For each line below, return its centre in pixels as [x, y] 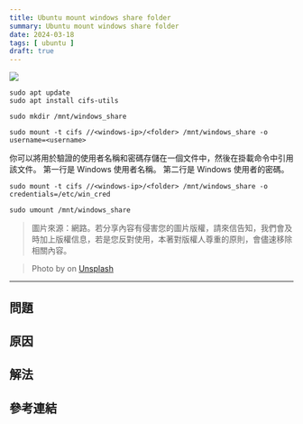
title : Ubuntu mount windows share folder [90, 18]
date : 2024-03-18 [42, 34]
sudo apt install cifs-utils [64, 101]
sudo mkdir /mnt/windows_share [68, 117]
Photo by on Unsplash [73, 269]
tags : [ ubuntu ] [42, 43]
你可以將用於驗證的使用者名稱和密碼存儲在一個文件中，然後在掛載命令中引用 [151, 158]
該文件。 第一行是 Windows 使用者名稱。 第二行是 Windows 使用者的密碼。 [149, 170]
